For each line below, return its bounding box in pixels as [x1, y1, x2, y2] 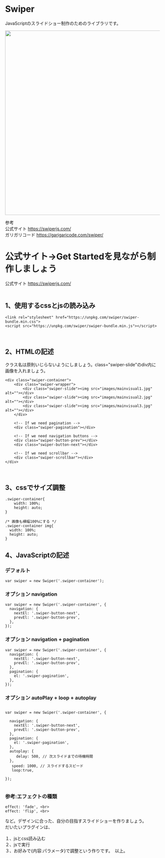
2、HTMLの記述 [5, 348, 54, 356]
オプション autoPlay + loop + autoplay [5, 694, 97, 701]
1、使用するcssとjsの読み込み [5, 302, 96, 310]
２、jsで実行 [5, 842, 30, 848]
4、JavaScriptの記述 [5, 551, 70, 559]
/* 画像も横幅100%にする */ [5, 519, 56, 524]
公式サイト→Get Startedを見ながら [5, 251, 147, 262]
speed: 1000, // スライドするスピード [11, 764, 83, 768]
